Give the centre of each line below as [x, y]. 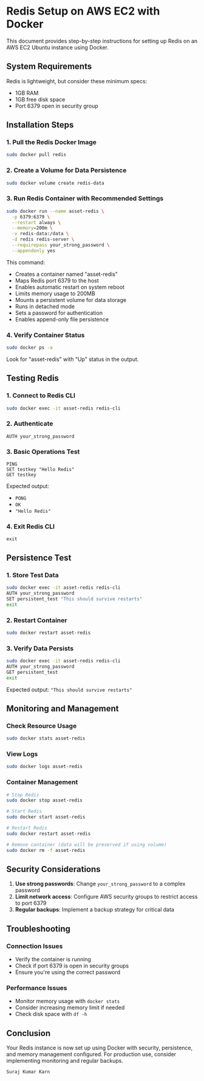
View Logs [22, 754]
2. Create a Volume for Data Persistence [66, 170]
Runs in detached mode [45, 306]
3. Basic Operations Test [43, 451]
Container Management [42, 782]
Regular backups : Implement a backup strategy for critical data [95, 910]
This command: [26, 262]
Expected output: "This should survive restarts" [69, 689]
